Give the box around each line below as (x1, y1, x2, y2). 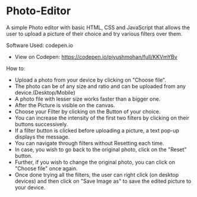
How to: (6, 64, 26, 72)
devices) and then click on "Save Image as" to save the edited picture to (14, 177, 192, 185)
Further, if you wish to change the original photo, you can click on (14, 158, 175, 165)
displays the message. (14, 133, 70, 140)
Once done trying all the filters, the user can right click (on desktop (14, 171, 179, 178)
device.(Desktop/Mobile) (14, 89, 76, 96)
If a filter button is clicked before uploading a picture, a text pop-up (14, 127, 180, 134)
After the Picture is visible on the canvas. (14, 101, 115, 108)
